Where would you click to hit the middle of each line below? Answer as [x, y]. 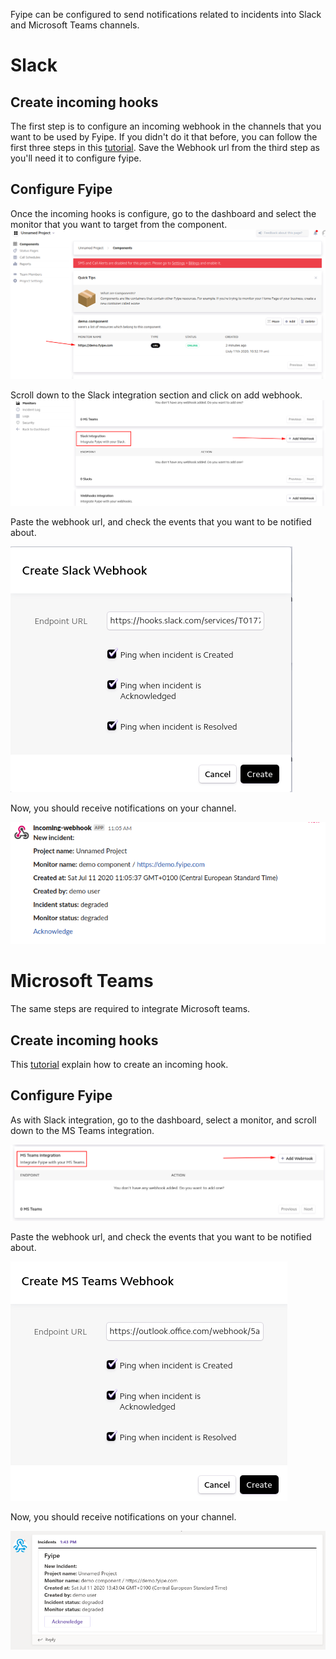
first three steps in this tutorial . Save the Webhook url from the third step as [165, 147]
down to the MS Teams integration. [82, 1130]
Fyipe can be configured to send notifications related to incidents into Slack [166, 14]
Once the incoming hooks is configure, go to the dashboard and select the [163, 213]
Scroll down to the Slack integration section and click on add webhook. [156, 395]
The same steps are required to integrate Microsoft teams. [130, 1009]
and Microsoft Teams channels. [75, 25]
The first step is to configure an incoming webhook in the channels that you [166, 126]
